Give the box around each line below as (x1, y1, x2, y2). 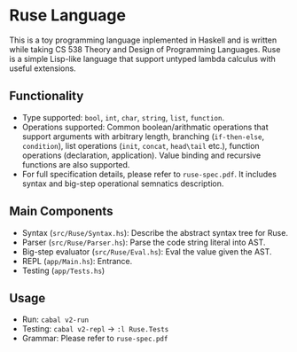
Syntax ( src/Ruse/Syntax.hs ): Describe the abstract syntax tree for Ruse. (21, 227, 288, 238)
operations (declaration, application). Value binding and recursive (21, 150, 262, 160)
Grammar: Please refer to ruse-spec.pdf (21, 333, 168, 344)
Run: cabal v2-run (21, 314, 90, 325)
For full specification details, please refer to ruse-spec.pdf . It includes (21, 168, 277, 179)
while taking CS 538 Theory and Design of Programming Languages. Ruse (9, 43, 281, 54)
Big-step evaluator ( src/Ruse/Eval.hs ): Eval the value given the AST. (21, 246, 272, 257)
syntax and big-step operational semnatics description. (21, 178, 224, 189)
